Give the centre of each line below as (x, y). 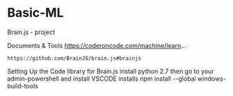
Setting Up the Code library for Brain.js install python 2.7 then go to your (111, 71)
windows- (211, 79)
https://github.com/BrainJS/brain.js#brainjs (74, 58)
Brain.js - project (31, 32)
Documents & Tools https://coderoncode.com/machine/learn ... (97, 45)
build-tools (23, 86)
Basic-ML (35, 13)
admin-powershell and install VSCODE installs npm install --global (102, 79)
